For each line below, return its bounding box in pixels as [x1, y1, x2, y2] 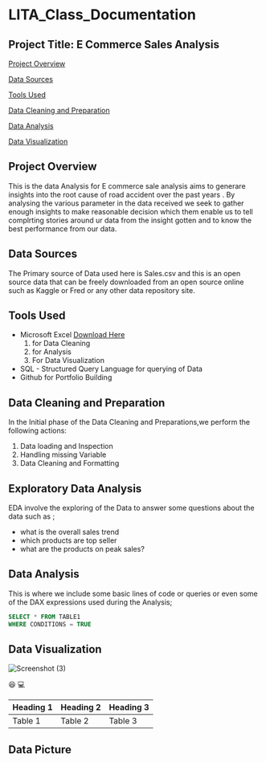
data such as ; [8, 511, 55, 521]
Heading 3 [108, 702, 150, 713]
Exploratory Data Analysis [8, 482, 142, 495]
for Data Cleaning [31, 339, 91, 348]
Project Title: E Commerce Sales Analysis [8, 38, 219, 51]
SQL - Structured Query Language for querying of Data [19, 364, 203, 374]
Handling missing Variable [19, 450, 107, 459]
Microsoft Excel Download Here [19, 330, 125, 340]
